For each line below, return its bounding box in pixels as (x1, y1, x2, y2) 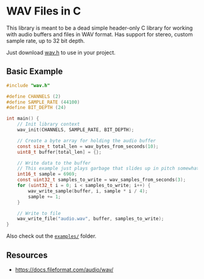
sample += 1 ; (28, 194, 61, 200)
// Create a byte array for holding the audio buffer (17, 137, 156, 143)
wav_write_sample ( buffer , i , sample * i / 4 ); (28, 188, 148, 194)
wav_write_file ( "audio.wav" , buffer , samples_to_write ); (17, 216, 165, 222)
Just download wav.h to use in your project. (6, 48, 116, 56)
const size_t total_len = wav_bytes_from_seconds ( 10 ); (17, 143, 159, 149)
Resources (6, 250, 48, 260)
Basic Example (6, 67, 63, 77)
